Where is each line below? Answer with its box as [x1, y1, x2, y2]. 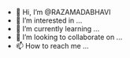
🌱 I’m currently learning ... [15, 24, 100, 33]
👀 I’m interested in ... [15, 16, 83, 25]
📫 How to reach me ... [15, 42, 89, 50]
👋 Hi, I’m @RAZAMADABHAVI [15, 8, 111, 16]
